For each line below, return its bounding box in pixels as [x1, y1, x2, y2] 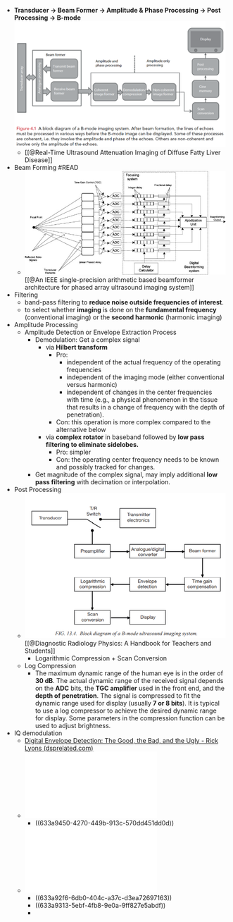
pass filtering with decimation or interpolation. [34, 477, 171, 486]
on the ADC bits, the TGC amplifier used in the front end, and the [34, 684, 225, 692]
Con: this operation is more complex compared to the [56, 417, 211, 426]
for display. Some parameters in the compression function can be [34, 713, 225, 722]
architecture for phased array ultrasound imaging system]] [24, 283, 195, 291]
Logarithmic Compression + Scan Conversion [34, 653, 168, 662]
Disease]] [24, 156, 53, 164]
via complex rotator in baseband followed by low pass [45, 433, 205, 441]
